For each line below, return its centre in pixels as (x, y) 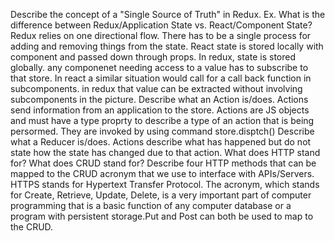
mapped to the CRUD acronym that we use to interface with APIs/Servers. (162, 173)
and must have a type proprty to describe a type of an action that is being (162, 120)
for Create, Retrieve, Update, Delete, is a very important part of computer (161, 195)
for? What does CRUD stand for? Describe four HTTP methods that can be (163, 163)
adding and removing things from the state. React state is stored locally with (167, 46)
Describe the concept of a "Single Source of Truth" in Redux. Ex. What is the (168, 14)
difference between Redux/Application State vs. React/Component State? (161, 25)
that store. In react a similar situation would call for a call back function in (161, 78)
